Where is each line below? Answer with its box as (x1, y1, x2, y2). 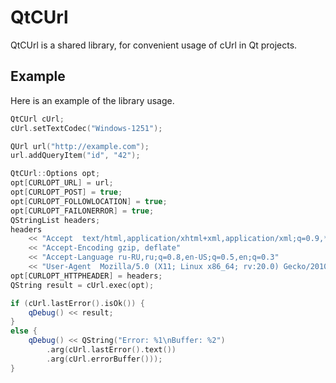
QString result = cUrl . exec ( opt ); (10, 280, 155, 290)
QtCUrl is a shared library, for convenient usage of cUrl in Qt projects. (10, 39, 298, 51)
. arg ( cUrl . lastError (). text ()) (46, 345, 177, 355)
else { (10, 326, 38, 336)
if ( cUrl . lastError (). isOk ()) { (10, 298, 145, 308)
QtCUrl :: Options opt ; (10, 169, 101, 179)
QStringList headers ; (10, 215, 101, 225)
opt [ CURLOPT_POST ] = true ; (10, 187, 123, 197)
